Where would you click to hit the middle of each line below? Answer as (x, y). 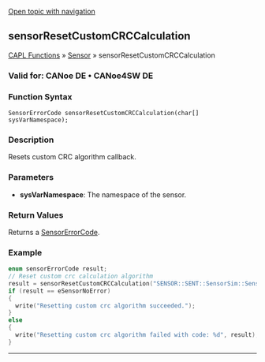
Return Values (36, 215)
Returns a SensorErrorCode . (54, 232)
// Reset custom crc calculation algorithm (81, 276)
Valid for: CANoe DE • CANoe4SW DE (81, 76)
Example (25, 252)
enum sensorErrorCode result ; (58, 269)
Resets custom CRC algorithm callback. (72, 157)
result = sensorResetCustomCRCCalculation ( (81, 283)
